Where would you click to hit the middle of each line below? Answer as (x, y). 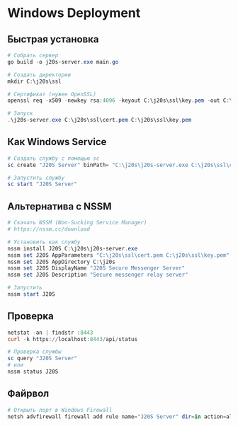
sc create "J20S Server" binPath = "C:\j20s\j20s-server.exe (98, 165)
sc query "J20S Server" (42, 359)
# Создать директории (39, 75)
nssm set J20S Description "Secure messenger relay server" (98, 275)
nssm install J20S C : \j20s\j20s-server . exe (73, 248)
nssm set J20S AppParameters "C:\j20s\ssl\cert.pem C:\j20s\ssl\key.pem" (119, 255)
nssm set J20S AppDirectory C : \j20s (61, 262)
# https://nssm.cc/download (49, 229)
